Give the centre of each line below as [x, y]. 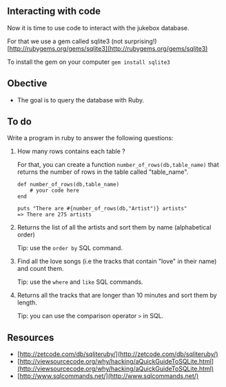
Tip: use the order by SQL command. [70, 248]
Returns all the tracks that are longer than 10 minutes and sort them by [117, 296]
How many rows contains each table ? [71, 151]
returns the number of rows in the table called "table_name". [103, 172]
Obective [27, 84]
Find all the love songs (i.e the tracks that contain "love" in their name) [117, 261]
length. [27, 302]
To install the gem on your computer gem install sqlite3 [89, 62]
